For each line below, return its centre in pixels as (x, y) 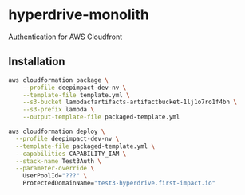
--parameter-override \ (55, 169)
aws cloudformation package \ (59, 80)
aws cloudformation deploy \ (57, 131)
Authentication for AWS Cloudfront (65, 37)
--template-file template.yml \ (76, 95)
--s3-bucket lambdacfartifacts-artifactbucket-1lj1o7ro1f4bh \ (130, 102)
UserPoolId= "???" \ (55, 176)
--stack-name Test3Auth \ (59, 161)
